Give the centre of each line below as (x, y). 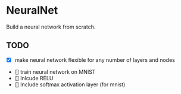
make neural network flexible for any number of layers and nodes (95, 59)
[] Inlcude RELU (34, 78)
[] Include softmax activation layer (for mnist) (70, 84)
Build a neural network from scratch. (51, 27)
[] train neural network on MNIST (55, 71)
